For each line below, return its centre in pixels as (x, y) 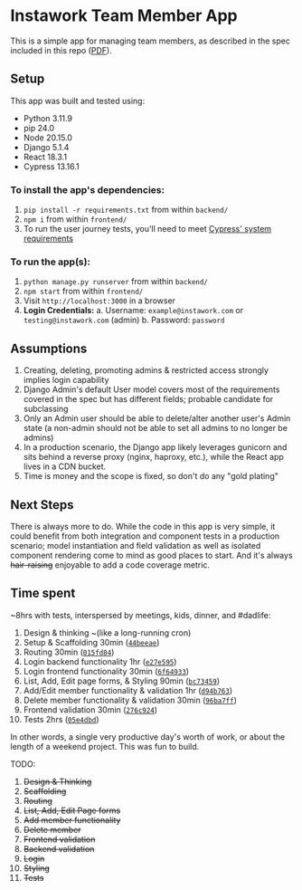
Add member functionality (72, 819)
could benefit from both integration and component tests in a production (145, 536)
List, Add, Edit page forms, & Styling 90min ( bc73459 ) (122, 681)
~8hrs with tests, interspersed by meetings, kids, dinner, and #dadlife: (141, 615)
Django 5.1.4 (46, 147)
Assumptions (49, 348)
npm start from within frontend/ (83, 292)
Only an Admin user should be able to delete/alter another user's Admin (157, 418)
